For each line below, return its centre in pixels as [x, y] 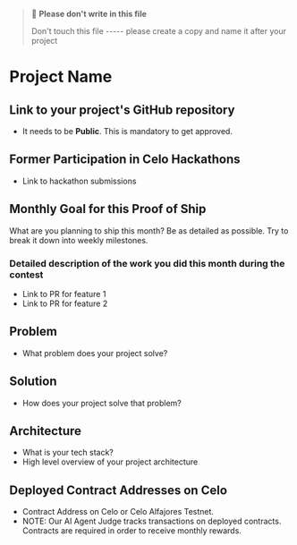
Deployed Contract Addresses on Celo [119, 490]
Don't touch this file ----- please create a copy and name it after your [158, 31]
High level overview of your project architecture [110, 462]
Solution [33, 382]
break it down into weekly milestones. [79, 240]
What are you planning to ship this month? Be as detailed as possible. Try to [149, 230]
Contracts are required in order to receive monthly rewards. [132, 531]
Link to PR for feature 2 [65, 303]
